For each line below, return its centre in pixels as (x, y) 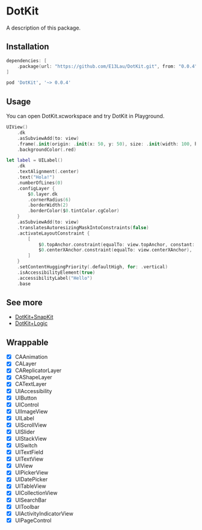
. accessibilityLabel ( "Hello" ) (55, 278)
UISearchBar (31, 500)
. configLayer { (36, 188)
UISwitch (26, 445)
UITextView (29, 459)
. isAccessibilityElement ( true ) (56, 273)
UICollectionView (36, 493)
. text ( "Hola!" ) (36, 177)
